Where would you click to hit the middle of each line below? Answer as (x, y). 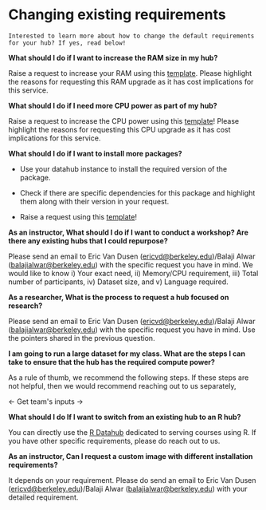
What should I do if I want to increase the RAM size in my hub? (113, 57)
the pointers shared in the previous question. (82, 338)
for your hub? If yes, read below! (67, 43)
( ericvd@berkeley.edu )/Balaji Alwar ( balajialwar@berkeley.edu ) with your (128, 488)
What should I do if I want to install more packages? (95, 153)
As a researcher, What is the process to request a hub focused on (119, 297)
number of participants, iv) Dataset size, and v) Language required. (118, 282)
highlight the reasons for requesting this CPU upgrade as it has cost (119, 129)
